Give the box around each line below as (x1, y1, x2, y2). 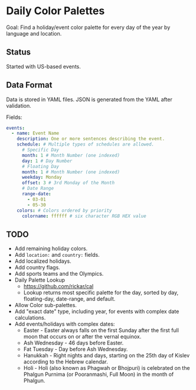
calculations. (14, 314, 46, 321)
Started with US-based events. (6, 63, 81, 70)
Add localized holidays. (14, 257, 72, 265)
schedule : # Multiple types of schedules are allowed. (17, 141, 155, 147)
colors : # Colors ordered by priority (17, 207, 112, 214)
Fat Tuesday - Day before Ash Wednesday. (23, 346, 128, 353)
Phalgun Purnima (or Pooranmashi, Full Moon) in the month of (23, 371, 174, 378)
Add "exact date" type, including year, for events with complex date (14, 308, 179, 315)
